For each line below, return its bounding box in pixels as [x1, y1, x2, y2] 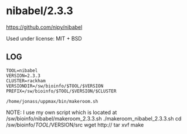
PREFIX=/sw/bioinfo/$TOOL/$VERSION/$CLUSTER [6, 88, 117, 94]
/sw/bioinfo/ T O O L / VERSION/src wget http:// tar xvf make [6, 121, 144, 128]
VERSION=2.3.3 [6, 72, 41, 79]
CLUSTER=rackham [6, 78, 46, 83]
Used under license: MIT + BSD [6, 35, 82, 42]
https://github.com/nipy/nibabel [6, 24, 83, 31]
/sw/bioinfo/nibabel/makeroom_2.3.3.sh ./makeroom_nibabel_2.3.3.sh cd [6, 115, 182, 122]
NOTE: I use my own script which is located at [6, 109, 117, 116]
